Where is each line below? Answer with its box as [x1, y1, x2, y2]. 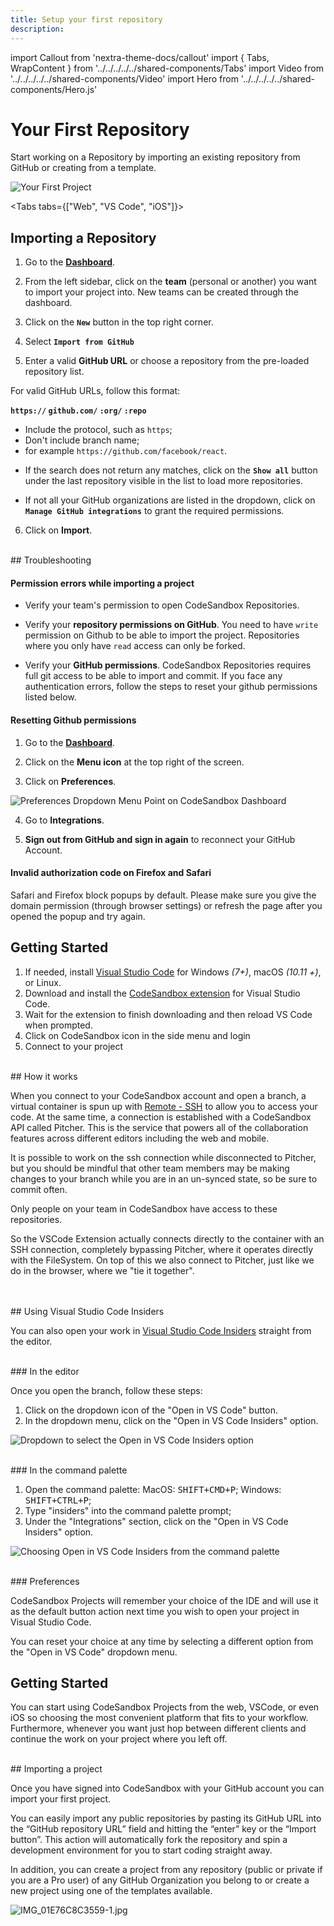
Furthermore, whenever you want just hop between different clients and [10, 1722, 307, 1735]
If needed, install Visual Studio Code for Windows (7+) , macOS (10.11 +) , [24, 966, 322, 978]
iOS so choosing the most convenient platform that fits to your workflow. [10, 1712, 309, 1724]
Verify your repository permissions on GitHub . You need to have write [24, 619, 319, 631]
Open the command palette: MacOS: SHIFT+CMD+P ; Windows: [24, 1483, 282, 1495]
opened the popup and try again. [10, 910, 146, 922]
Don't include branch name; [24, 434, 140, 446]
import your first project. [10, 1793, 112, 1805]
